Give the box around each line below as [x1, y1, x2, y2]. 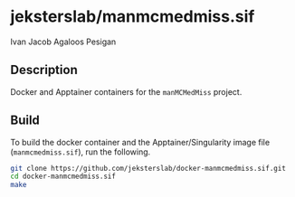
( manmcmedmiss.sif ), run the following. [10, 146, 151, 157]
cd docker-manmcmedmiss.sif [10, 172, 117, 182]
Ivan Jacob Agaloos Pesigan [10, 36, 117, 47]
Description [10, 62, 78, 78]
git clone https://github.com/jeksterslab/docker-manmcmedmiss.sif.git [10, 164, 286, 173]
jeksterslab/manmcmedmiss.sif [10, 6, 255, 27]
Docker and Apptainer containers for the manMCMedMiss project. [10, 86, 243, 97]
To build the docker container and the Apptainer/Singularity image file [10, 136, 271, 147]
